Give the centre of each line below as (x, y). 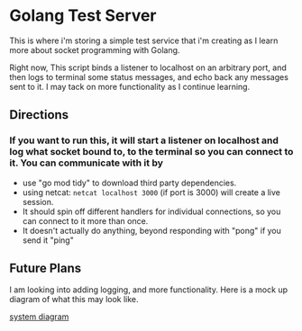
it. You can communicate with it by (87, 163)
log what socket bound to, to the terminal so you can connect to (151, 152)
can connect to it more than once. (85, 220)
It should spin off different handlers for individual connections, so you (151, 211)
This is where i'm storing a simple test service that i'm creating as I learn (144, 40)
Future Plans (46, 268)
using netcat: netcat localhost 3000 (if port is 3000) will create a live (151, 192)
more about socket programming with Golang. (95, 49)
